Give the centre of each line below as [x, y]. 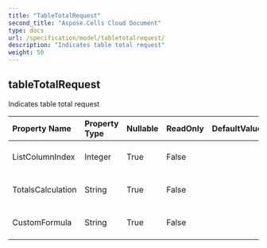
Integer [98, 157]
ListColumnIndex [44, 157]
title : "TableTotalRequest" [55, 15]
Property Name [42, 128]
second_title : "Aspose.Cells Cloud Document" [85, 23]
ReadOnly [185, 128]
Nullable [143, 128]
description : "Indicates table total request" [87, 45]
